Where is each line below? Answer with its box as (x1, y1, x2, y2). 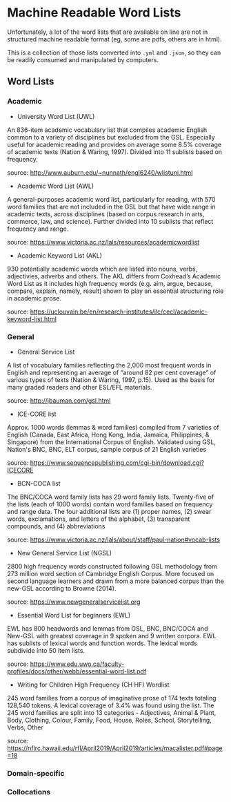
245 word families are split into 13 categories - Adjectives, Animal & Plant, (7, 708, 217, 716)
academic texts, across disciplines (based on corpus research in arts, (7, 209, 205, 218)
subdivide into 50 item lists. (7, 646, 85, 654)
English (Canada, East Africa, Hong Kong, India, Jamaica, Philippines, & (7, 430, 210, 439)
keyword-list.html (7, 314, 57, 323)
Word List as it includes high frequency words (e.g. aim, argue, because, (7, 279, 213, 287)
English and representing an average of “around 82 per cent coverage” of (7, 368, 217, 376)
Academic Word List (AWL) (17, 182, 94, 190)
